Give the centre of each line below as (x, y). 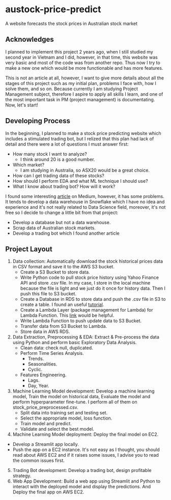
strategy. (22, 476)
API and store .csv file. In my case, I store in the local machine (85, 283)
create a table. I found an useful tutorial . (62, 304)
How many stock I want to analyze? (50, 154)
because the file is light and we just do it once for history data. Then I (93, 288)
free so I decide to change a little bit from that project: (62, 212)
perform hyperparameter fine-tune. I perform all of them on (75, 402)
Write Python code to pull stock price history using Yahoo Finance (90, 277)
